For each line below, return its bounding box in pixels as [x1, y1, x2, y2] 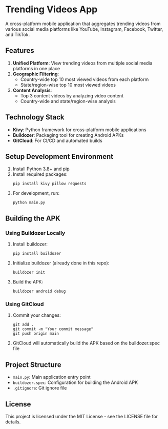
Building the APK [5, 214, 60, 222]
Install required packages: [12, 171, 68, 177]
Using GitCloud [5, 300, 44, 308]
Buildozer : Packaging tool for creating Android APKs [12, 132, 124, 138]
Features [5, 46, 34, 55]
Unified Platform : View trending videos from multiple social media [12, 60, 153, 66]
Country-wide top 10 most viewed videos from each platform [20, 76, 149, 83]
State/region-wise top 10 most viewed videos [20, 81, 116, 88]
